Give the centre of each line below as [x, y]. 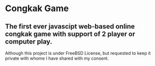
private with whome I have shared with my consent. [57, 58]
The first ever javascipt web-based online [70, 26]
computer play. [29, 41]
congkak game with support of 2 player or [70, 34]
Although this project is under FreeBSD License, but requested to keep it [78, 53]
